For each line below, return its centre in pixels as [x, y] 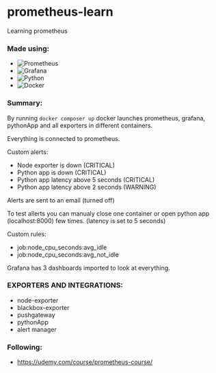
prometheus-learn [60, 12]
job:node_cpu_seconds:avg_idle [62, 247]
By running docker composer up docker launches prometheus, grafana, [106, 118]
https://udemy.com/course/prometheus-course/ [85, 362]
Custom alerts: [28, 152]
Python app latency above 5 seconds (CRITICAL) [86, 179]
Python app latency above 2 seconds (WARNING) [86, 187]
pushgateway [36, 315]
